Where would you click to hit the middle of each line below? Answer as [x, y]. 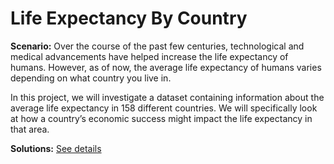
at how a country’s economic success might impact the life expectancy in [161, 118]
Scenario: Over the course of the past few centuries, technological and [157, 46]
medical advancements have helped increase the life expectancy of [149, 56]
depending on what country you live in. [91, 78]
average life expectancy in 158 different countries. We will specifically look [164, 108]
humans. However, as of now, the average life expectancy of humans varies [166, 67]
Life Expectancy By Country [129, 18]
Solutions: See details [56, 148]
